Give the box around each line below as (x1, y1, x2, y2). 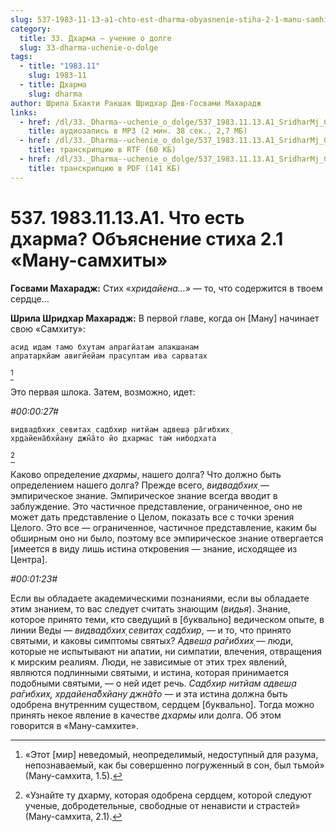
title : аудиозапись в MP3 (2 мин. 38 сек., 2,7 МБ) (28, 126, 248, 136)
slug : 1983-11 (28, 71, 87, 81)
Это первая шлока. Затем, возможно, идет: (10, 386, 196, 398)
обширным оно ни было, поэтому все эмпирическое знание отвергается (10, 532, 324, 544)
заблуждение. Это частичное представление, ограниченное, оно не (10, 500, 303, 512)
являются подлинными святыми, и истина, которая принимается (10, 666, 289, 678)
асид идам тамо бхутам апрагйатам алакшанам (10, 342, 199, 352)
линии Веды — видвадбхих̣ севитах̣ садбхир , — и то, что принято (10, 624, 292, 636)
